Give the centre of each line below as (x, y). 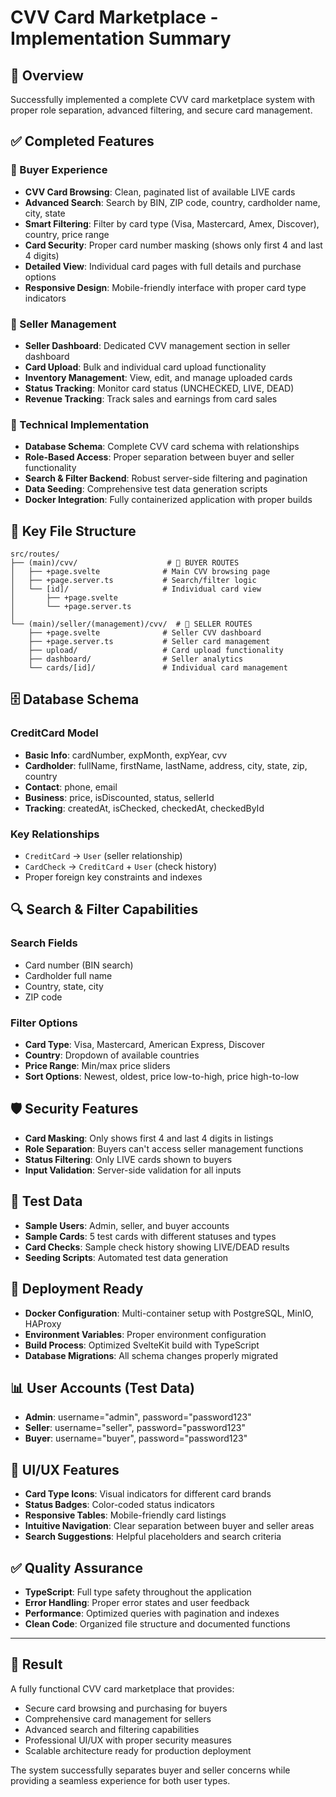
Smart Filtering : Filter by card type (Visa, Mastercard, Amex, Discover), (172, 223)
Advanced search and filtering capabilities (112, 1729)
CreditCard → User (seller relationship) (103, 856)
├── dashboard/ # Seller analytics (136, 659)
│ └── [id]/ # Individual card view (136, 589)
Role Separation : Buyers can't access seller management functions (164, 1148)
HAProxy (43, 1323)
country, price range (67, 234)
